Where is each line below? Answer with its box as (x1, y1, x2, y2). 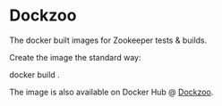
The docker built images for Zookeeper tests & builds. (9, 35, 208, 45)
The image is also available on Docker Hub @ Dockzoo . (9, 86, 214, 97)
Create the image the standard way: (9, 52, 141, 62)
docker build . (9, 69, 60, 80)
